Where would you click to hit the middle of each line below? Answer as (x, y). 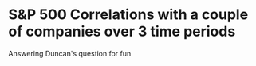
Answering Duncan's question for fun (70, 53)
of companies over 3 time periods (122, 31)
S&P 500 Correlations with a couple (128, 15)
